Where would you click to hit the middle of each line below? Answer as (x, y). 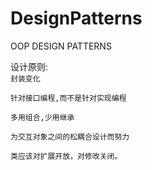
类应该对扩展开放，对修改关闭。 (66, 156)
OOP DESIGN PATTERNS (61, 46)
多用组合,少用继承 (42, 117)
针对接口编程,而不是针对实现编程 (68, 98)
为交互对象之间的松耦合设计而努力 (70, 137)
